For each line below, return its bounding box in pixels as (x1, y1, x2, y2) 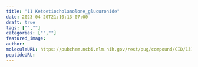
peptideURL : (6, 52, 35, 58)
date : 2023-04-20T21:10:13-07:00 (6, 14, 88, 20)
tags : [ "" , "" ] (6, 24, 41, 31)
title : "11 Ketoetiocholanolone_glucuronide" (6, 8, 120, 15)
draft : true (6, 19, 35, 25)
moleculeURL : (6, 47, 38, 52)
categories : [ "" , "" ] (6, 30, 57, 36)
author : (6, 41, 25, 47)
